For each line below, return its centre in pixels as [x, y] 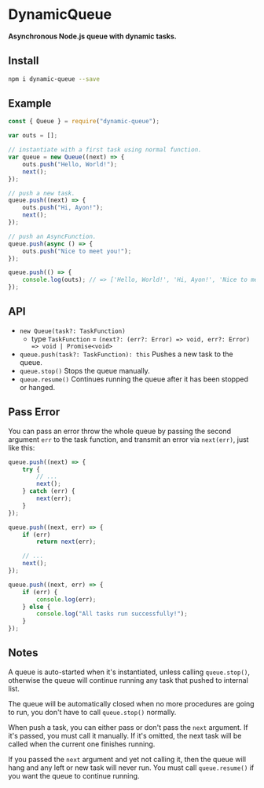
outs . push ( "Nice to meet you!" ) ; [77, 251]
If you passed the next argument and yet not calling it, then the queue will [127, 759]
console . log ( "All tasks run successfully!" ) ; [112, 614]
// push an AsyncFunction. [52, 236]
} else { [37, 607]
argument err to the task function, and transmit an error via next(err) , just [128, 439]
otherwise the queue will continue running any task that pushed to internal [128, 680]
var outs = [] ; [33, 136]
